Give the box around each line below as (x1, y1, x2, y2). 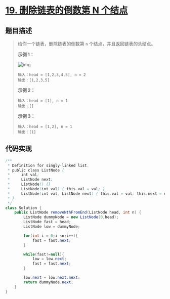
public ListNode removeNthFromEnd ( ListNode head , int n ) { (14, 210, 142, 215)
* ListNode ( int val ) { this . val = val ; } (7, 187, 105, 192)
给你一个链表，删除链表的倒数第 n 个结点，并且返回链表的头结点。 (17, 41, 156, 47)
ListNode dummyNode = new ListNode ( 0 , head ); (23, 215, 119, 220)
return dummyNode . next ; (23, 279, 73, 285)
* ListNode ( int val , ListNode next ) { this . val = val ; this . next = (7, 191, 162, 196)
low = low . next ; (32, 257, 67, 262)
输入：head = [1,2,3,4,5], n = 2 (17, 72, 86, 77)
